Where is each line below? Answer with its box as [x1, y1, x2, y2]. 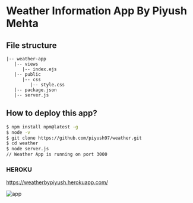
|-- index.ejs [21, 66, 58, 72]
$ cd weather [6, 140, 39, 146]
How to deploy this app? [6, 108, 97, 118]
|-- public [14, 72, 42, 78]
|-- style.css [30, 82, 65, 88]
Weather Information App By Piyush [6, 4, 187, 18]
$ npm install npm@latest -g [6, 124, 78, 130]
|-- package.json [14, 87, 58, 93]
